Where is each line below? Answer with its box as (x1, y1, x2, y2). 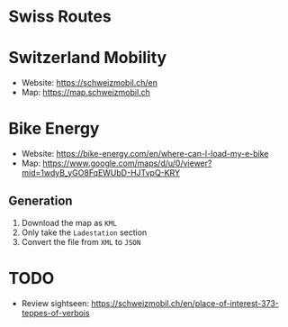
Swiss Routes (8, 6, 112, 27)
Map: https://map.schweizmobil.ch (21, 87, 150, 98)
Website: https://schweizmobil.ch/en (21, 77, 158, 88)
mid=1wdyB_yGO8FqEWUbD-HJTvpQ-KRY (21, 168, 181, 178)
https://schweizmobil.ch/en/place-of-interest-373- (91, 297, 280, 308)
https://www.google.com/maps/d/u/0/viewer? (42, 158, 212, 168)
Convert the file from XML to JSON (21, 236, 141, 247)
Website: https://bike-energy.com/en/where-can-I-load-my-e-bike (21, 149, 269, 159)
